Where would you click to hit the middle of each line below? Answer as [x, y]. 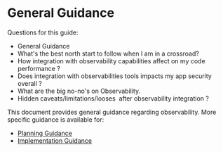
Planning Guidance [45, 133]
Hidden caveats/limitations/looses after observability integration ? [113, 98]
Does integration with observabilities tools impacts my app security [114, 76]
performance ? [39, 68]
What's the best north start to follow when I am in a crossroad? [108, 53]
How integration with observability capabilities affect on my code [111, 61]
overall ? [29, 83]
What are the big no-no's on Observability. [79, 91]
